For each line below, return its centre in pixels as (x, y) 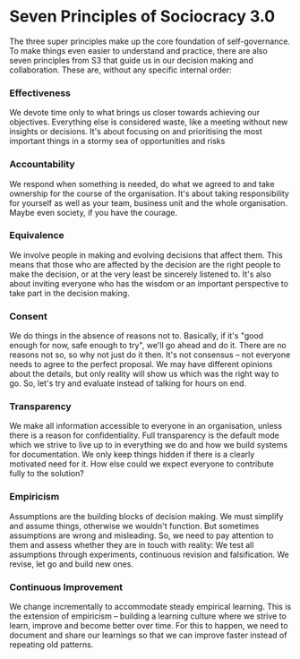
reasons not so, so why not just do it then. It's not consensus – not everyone (150, 355)
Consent (28, 316)
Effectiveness (40, 93)
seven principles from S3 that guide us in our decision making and (131, 60)
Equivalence (37, 235)
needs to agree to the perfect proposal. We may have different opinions (141, 364)
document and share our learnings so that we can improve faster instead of (148, 635)
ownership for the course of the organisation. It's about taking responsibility (149, 193)
